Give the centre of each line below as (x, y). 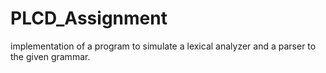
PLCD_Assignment (89, 18)
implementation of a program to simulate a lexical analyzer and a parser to (163, 46)
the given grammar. (50, 56)
